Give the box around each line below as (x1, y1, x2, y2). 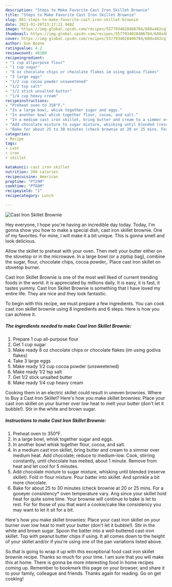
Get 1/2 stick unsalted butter (12, 374, 73, 380)
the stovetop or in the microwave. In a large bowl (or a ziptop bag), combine (5, 253, 165, 259)
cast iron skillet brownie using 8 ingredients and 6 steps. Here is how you (5, 306, 160, 312)
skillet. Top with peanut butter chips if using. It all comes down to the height (5, 533, 165, 539)
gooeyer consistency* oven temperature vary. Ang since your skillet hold (12, 490, 167, 496)
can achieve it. (5, 311, 36, 317)
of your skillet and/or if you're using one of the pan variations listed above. (5, 538, 163, 544)
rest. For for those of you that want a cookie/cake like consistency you (12, 501, 161, 508)
